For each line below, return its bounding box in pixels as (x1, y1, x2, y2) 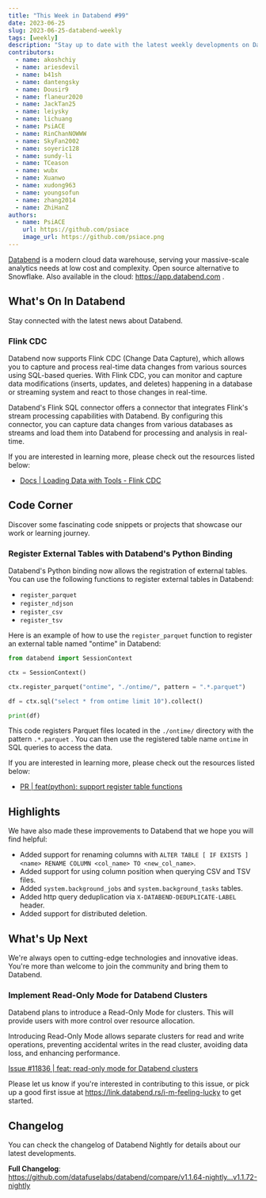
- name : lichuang (15, 115, 73, 123)
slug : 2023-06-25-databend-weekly (8, 26, 123, 34)
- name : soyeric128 (15, 144, 80, 152)
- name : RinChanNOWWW (15, 129, 87, 137)
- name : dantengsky (15, 78, 80, 86)
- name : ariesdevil (15, 64, 80, 71)
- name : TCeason (15, 160, 69, 168)
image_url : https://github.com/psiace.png (22, 233, 165, 241)
